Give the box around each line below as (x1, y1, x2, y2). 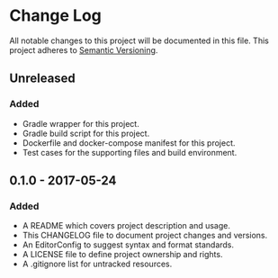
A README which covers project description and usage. (22, 220, 231, 231)
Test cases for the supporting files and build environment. (22, 147, 238, 157)
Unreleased (9, 71, 76, 86)
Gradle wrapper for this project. (22, 118, 139, 129)
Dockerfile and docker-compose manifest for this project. (22, 137, 236, 148)
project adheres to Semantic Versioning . (9, 44, 158, 55)
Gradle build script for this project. (22, 128, 150, 139)
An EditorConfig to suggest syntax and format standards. (22, 239, 235, 250)
